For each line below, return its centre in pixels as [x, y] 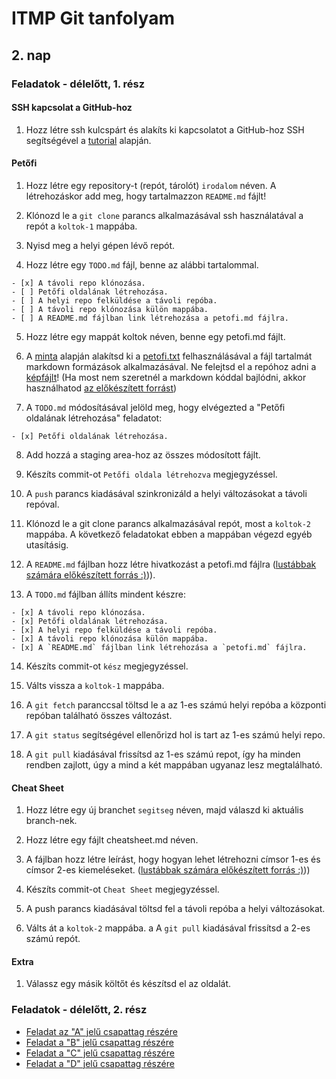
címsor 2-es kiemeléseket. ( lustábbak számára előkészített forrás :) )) [168, 870]
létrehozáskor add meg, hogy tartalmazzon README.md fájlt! [146, 196]
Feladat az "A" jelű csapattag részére [101, 1031]
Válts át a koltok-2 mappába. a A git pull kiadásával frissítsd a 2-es [168, 928]
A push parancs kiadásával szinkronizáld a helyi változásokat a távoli [166, 493]
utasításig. [47, 544]
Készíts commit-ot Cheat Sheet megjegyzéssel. [122, 889]
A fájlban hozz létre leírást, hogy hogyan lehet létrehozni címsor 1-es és [173, 859]
